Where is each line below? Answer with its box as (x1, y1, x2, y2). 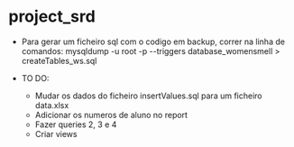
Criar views (34, 128, 78, 139)
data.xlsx (34, 99, 69, 110)
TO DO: (21, 72, 50, 83)
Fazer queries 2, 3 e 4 (34, 119, 117, 130)
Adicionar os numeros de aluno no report (34, 109, 188, 120)
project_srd (8, 6, 96, 27)
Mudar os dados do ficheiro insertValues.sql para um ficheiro (34, 90, 262, 101)
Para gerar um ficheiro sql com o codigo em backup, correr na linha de (21, 36, 286, 47)
